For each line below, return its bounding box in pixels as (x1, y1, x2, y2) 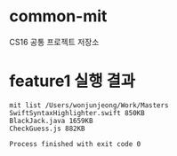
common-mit (9, 6, 108, 27)
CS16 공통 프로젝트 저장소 (9, 36, 100, 47)
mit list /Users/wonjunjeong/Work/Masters (9, 100, 169, 110)
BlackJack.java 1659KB (9, 116, 93, 125)
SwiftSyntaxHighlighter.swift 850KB (9, 108, 145, 117)
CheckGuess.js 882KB (9, 124, 86, 133)
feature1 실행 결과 (9, 71, 136, 91)
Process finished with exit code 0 (9, 139, 141, 148)
